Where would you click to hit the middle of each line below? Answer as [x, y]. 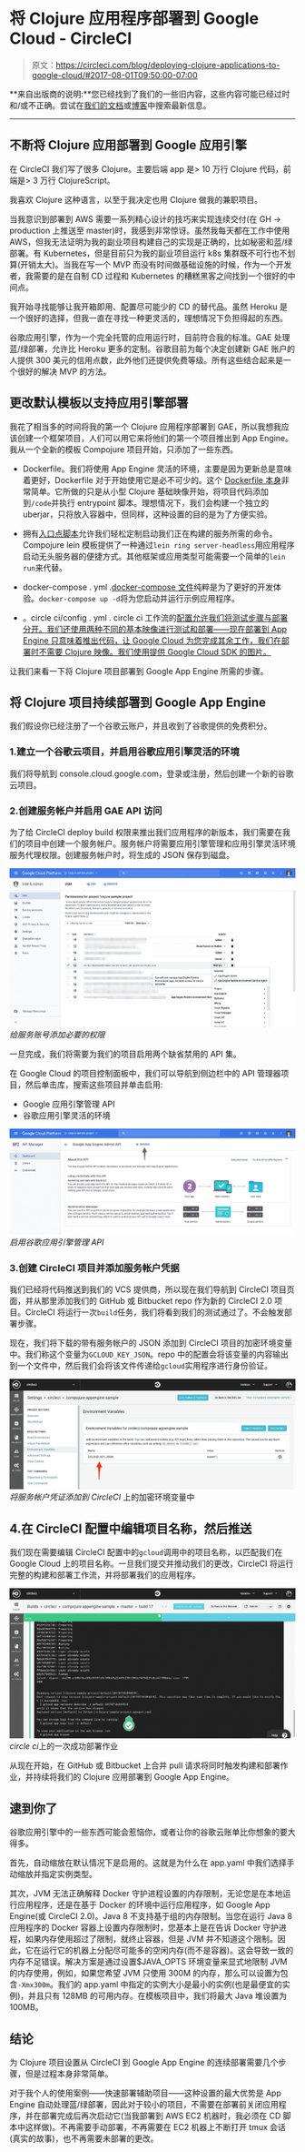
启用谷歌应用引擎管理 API [57, 1242]
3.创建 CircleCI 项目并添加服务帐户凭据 [94, 1268]
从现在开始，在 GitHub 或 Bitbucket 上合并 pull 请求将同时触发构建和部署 [145, 1765]
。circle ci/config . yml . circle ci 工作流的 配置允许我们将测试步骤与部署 [155, 617]
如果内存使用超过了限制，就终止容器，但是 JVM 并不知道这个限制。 [152, 1939]
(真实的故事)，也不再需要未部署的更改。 [84, 2138]
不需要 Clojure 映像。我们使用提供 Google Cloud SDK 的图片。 [155, 652]
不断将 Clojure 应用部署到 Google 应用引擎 [128, 145]
